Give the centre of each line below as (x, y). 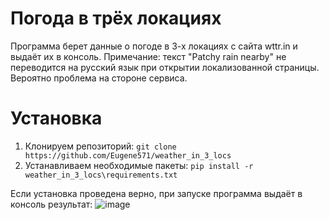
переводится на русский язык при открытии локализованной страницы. (165, 67)
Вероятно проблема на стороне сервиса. (99, 78)
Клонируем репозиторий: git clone (100, 146)
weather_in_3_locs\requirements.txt (101, 175)
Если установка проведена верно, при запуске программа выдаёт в (156, 193)
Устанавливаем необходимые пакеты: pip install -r (139, 165)
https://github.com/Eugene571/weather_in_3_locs (128, 155)
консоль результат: (51, 204)
